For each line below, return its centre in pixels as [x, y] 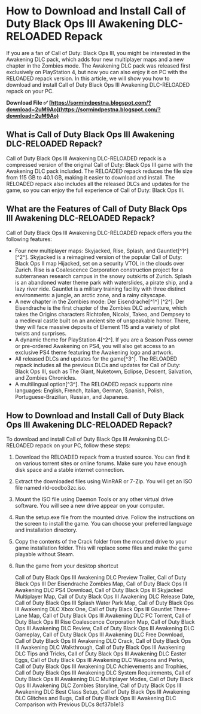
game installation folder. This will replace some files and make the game [103, 548]
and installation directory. [46, 530]
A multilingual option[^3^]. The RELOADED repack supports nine [94, 384]
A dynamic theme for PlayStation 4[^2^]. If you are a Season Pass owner [104, 340]
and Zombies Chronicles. [45, 377]
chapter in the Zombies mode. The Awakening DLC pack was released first [98, 65]
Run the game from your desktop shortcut [66, 566]
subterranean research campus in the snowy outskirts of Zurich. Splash [103, 276]
